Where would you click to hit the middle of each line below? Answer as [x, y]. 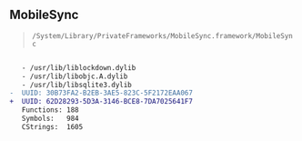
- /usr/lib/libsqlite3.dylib [76, 85]
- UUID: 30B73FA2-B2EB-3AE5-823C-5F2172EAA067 [101, 93]
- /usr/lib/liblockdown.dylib [79, 67]
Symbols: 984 [50, 119]
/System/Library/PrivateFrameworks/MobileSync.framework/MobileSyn [162, 35]
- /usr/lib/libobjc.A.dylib [75, 76]
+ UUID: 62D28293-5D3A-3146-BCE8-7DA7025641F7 [101, 102]
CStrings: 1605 [52, 126]
